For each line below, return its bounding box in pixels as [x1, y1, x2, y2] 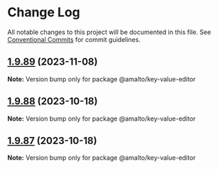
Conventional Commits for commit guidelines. [7, 35, 141, 43]
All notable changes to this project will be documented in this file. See [7, 28, 212, 36]
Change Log [7, 4, 80, 21]
